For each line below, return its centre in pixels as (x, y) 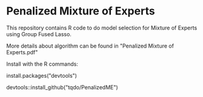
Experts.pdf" (22, 52)
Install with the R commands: (42, 64)
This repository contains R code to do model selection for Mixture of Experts (102, 28)
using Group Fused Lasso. (39, 34)
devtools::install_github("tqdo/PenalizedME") (62, 87)
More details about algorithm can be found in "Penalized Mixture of (90, 46)
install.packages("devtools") (42, 75)
